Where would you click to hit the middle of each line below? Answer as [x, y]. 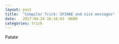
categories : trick [24, 23]
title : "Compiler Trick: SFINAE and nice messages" [60, 14]
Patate [12, 37]
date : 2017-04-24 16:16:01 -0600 [41, 19]
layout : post [18, 10]
